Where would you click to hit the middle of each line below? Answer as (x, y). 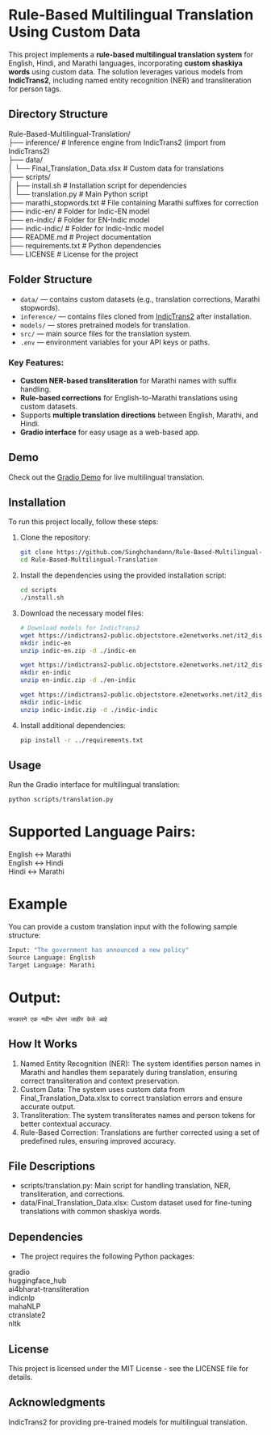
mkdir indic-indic (51, 702)
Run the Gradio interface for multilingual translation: (94, 785)
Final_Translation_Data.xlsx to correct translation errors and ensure (131, 1098)
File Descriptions (52, 1166)
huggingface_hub (38, 1280)
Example (38, 904)
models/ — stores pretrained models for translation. (105, 324)
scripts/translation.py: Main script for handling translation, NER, (125, 1186)
